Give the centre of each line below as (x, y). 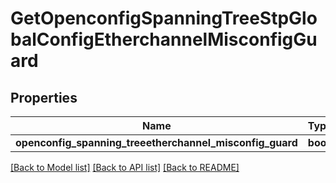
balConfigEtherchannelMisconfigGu (164, 39)
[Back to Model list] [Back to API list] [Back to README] (125, 167)
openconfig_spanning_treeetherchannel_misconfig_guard (156, 142)
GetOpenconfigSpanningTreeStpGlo (164, 18)
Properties (44, 97)
